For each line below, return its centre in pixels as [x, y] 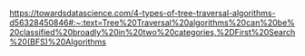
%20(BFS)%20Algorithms [58, 42]
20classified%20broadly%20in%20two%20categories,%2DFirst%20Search [152, 32]
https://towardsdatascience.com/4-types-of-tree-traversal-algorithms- [143, 13]
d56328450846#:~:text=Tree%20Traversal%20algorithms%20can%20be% [152, 23]
